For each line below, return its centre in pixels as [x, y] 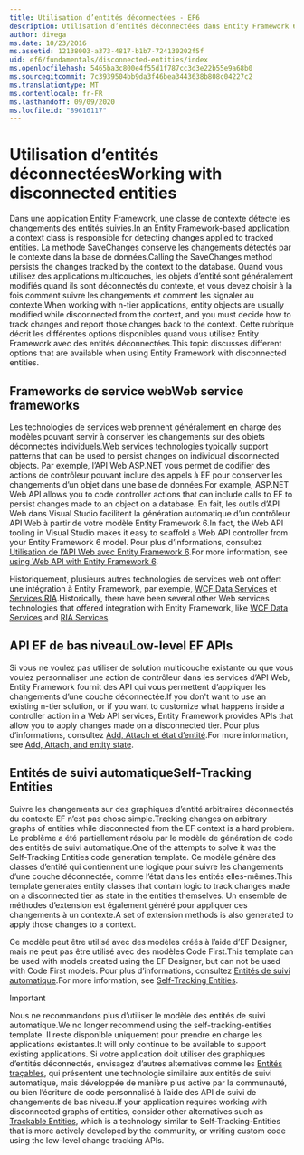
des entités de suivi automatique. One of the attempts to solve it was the [143, 847]
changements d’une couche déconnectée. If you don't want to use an [138, 696]
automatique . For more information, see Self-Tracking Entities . [124, 980]
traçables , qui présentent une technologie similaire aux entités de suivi [141, 1073]
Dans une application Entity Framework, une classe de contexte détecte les [150, 219]
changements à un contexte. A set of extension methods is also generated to [152, 914]
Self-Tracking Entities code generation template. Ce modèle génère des [142, 857]
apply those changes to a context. [73, 924]
